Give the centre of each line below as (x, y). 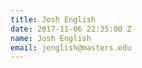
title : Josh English (53, 19)
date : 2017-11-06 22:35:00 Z (71, 29)
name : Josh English (51, 38)
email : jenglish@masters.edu (71, 47)
